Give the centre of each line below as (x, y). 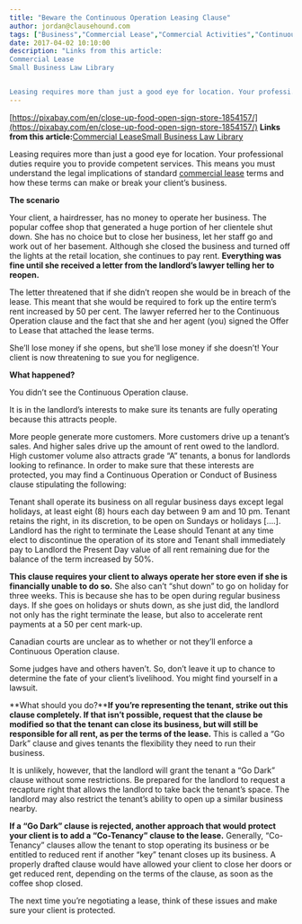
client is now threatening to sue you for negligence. (104, 357)
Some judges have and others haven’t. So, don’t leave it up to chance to (142, 668)
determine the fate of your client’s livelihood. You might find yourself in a (144, 678)
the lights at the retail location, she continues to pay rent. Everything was (145, 255)
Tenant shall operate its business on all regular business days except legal (147, 502)
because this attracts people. (63, 419)
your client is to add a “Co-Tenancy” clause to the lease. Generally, (136, 835)
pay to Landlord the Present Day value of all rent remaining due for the (139, 549)
